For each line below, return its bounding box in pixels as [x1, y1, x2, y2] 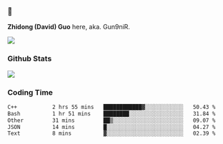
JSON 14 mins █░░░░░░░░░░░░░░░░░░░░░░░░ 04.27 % [7, 123, 216, 130]
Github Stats [7, 53, 52, 63]
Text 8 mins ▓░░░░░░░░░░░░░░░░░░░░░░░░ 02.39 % [7, 130, 216, 138]
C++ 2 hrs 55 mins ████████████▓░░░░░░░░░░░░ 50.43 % [7, 103, 216, 110]
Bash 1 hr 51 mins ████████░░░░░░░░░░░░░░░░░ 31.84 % [7, 110, 216, 117]
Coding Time [7, 87, 54, 97]
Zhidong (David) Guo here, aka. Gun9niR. [7, 23, 131, 31]
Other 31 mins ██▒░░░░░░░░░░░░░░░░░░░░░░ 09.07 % [7, 117, 216, 124]
